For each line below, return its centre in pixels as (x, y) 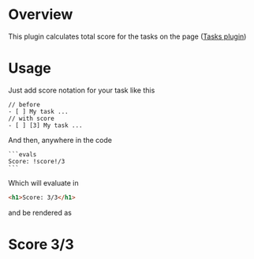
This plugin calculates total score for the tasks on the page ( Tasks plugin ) (127, 36)
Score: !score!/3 (37, 161)
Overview (41, 15)
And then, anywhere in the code (60, 140)
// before (24, 104)
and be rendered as (40, 212)
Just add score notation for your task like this (82, 90)
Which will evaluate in (43, 182)
